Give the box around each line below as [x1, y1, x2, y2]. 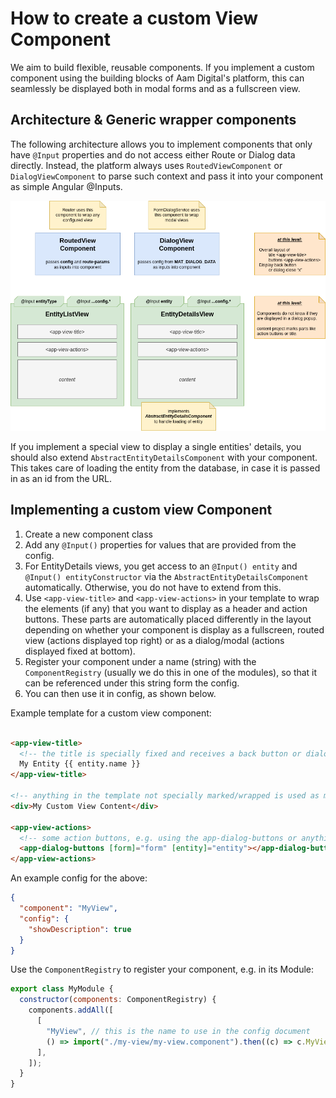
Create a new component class [24, 528, 154, 540]
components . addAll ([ [28, 1005, 114, 1016]
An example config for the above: [10, 872, 148, 884]
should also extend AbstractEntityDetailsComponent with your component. [10, 451, 318, 463]
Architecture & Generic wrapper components [10, 112, 297, 129]
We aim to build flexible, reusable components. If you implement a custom [10, 61, 315, 73]
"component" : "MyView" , [19, 903, 118, 914]
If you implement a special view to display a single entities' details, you [10, 440, 302, 452]
